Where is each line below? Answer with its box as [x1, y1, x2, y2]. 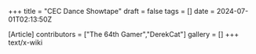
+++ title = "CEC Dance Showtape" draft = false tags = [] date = [8, 7, 215, 15]
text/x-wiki [8, 38, 43, 47]
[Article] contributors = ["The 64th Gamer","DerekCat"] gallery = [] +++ [8, 30, 240, 39]
